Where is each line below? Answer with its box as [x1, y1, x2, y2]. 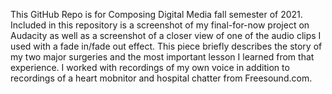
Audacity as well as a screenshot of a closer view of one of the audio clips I [10, 30, 322, 41]
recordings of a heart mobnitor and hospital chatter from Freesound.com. [10, 72, 313, 84]
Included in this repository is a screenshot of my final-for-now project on [10, 19, 310, 31]
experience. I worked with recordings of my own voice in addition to [10, 62, 290, 73]
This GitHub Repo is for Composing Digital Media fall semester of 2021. [10, 9, 303, 20]
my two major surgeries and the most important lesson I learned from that [10, 51, 315, 63]
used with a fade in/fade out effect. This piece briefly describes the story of [10, 40, 323, 52]
